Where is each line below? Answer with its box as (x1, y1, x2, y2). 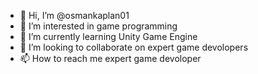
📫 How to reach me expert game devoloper (19, 53, 202, 64)
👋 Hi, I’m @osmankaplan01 (19, 10, 130, 21)
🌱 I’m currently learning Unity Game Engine (19, 31, 198, 42)
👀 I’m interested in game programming (19, 20, 178, 32)
